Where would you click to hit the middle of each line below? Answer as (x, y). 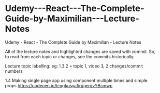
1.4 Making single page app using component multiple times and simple (76, 80)
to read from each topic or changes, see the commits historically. (70, 56)
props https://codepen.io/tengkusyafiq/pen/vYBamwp (59, 85)
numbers (14, 71)
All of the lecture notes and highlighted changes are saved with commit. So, (80, 52)
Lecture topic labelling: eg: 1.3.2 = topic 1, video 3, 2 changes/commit (74, 66)
